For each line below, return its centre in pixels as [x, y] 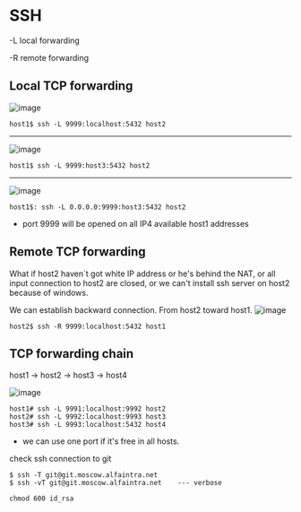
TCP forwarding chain [72, 354]
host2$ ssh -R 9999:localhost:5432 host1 [88, 326]
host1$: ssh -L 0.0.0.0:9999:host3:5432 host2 [98, 207]
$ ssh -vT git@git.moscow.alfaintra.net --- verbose [116, 483]
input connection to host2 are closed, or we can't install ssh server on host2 [150, 282]
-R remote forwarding [49, 57]
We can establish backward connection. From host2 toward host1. [131, 309]
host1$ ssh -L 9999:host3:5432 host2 [80, 165]
